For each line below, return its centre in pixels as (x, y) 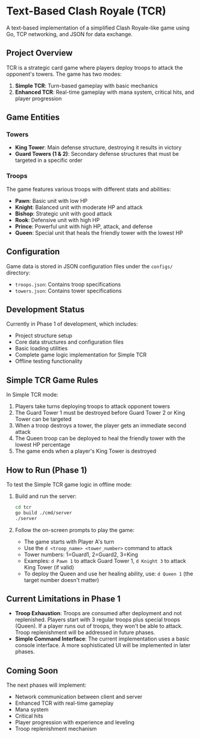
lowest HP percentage (42, 445)
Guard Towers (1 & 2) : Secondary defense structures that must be (97, 154)
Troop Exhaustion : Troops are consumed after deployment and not (98, 613)
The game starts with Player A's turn (69, 541)
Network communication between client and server (79, 697)
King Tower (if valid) (49, 567)
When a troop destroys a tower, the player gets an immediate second (101, 426)
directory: (18, 273)
